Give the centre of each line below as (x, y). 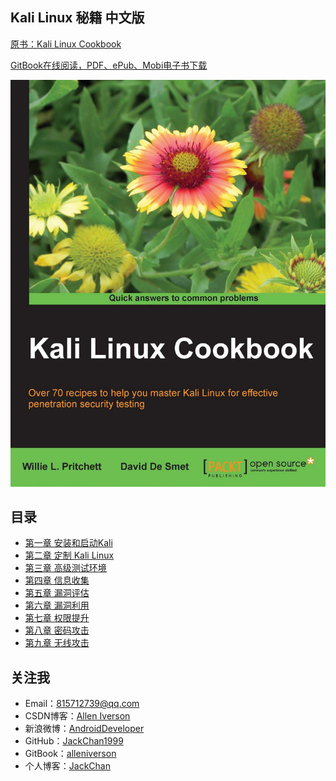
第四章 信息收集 (57, 580)
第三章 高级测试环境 (65, 568)
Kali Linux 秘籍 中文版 (77, 18)
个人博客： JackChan (67, 766)
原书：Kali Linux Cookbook (66, 44)
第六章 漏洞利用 (57, 605)
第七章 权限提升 (57, 618)
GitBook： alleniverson (70, 754)
